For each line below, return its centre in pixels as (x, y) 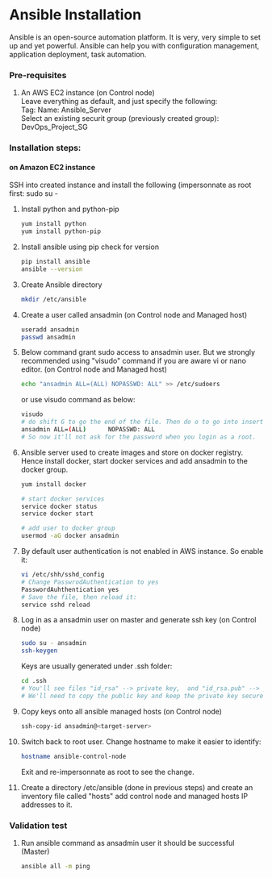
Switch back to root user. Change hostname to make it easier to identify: (141, 741)
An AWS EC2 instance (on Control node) (88, 93)
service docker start (57, 514)
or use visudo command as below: (78, 400)
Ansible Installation (75, 15)
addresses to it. (47, 805)
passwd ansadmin (48, 337)
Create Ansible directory (61, 285)
